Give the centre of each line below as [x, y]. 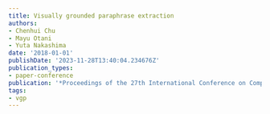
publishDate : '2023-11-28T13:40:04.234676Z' [84, 61]
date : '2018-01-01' [41, 53]
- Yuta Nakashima [37, 46]
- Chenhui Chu [32, 31]
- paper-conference [41, 75]
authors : [23, 23]
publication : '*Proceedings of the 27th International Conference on [127, 83]
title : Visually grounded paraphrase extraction [91, 16]
